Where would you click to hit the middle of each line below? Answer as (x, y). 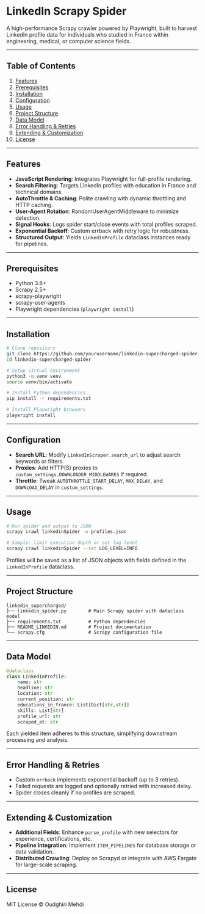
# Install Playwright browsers (46, 410)
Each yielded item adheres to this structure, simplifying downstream (92, 733)
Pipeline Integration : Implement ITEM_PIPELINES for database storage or (106, 845)
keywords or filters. (39, 461)
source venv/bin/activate (39, 382)
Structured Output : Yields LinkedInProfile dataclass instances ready (103, 237)
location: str (35, 694)
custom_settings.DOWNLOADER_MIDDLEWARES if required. (81, 474)
